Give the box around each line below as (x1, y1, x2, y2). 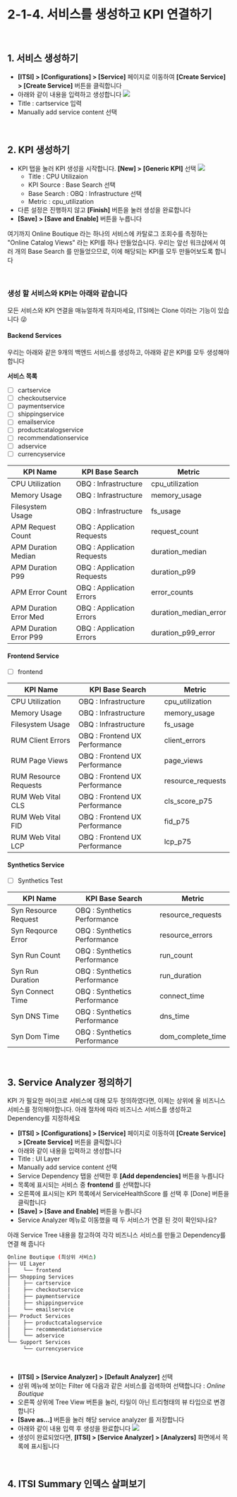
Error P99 (11, 632, 44, 642)
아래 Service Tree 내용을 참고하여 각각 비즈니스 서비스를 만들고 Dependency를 (7, 1230, 226, 1239)
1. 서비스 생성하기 (7, 52, 79, 64)
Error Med (11, 611, 44, 621)
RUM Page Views (11, 755, 68, 765)
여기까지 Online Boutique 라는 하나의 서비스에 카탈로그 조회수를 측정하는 (7, 229, 208, 238)
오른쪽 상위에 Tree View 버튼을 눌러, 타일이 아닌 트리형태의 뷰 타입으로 (17, 1398, 213, 1407)
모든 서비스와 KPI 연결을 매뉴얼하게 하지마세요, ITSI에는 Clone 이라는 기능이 (7, 306, 217, 314)
